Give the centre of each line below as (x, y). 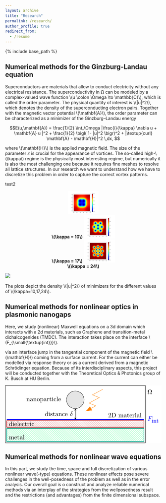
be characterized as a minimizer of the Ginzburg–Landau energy (71, 118)
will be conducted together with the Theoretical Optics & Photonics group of (83, 373)
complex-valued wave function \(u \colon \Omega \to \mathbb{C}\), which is (83, 97)
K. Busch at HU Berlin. (28, 378)
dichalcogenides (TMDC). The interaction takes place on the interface (76, 337)
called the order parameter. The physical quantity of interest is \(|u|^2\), (78, 102)
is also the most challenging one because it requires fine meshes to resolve (82, 164)
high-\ (151, 153)
